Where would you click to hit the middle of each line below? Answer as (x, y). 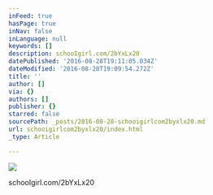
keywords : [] (30, 46)
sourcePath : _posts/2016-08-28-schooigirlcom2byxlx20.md (107, 122)
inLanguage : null (38, 39)
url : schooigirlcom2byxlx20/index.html (76, 129)
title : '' (25, 76)
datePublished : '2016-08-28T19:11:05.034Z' (83, 62)
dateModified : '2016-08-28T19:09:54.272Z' (81, 69)
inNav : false (30, 31)
